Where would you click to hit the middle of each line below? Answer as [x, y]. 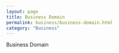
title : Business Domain [36, 17]
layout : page [22, 11]
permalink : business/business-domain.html [59, 22]
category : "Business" [33, 28]
